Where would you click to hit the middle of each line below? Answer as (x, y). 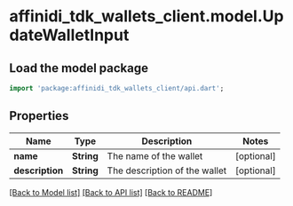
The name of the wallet (155, 155)
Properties (39, 116)
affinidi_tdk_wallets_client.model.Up (146, 16)
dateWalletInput (69, 35)
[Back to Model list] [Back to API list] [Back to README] (111, 192)
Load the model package (79, 68)
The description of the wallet (167, 170)
